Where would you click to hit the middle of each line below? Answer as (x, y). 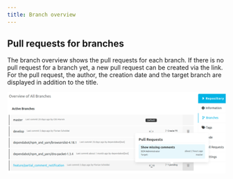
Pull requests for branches (66, 44)
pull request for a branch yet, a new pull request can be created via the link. (115, 68)
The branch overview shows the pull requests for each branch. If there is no (115, 60)
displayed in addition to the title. (53, 83)
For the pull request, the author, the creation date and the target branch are (114, 75)
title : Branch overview (42, 15)
